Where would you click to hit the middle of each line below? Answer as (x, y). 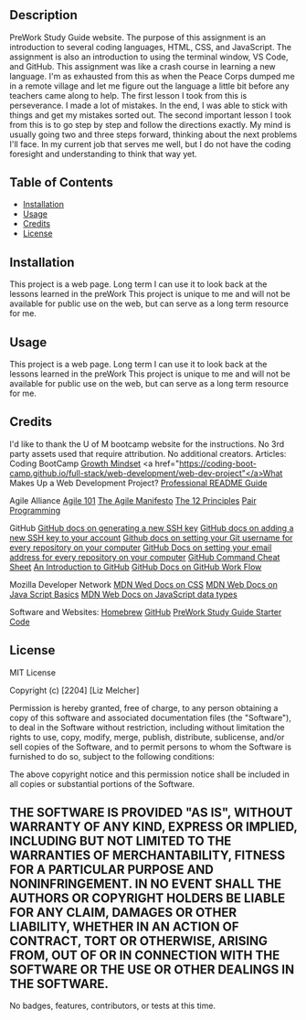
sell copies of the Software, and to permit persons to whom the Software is (151, 747)
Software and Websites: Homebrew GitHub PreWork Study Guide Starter (146, 611)
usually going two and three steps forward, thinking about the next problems (153, 134)
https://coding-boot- (218, 463)
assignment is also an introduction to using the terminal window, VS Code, (149, 57)
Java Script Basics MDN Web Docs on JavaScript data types (123, 594)
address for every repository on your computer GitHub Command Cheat (145, 557)
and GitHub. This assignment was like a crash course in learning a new (142, 66)
